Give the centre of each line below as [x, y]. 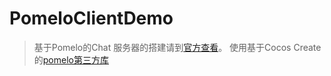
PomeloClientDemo [91, 18]
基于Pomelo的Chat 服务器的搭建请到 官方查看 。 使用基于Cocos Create [177, 47]
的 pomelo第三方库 [71, 59]
